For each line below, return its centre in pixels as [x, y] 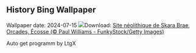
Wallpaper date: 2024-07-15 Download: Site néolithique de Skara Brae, [98, 25]
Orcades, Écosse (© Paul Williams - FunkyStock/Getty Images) [85, 31]
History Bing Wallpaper [51, 10]
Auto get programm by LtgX [41, 43]
